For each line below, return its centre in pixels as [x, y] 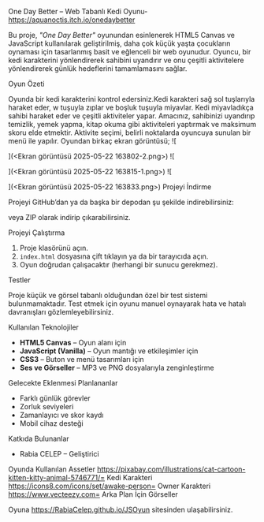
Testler [19, 280]
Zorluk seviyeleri [46, 406]
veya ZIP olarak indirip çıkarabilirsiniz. [70, 217]
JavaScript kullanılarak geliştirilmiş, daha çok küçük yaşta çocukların [119, 43]
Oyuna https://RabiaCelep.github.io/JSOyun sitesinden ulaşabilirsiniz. [121, 509]
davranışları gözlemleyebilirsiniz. [61, 312]
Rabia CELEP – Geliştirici [59, 454]
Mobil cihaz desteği [52, 423]
